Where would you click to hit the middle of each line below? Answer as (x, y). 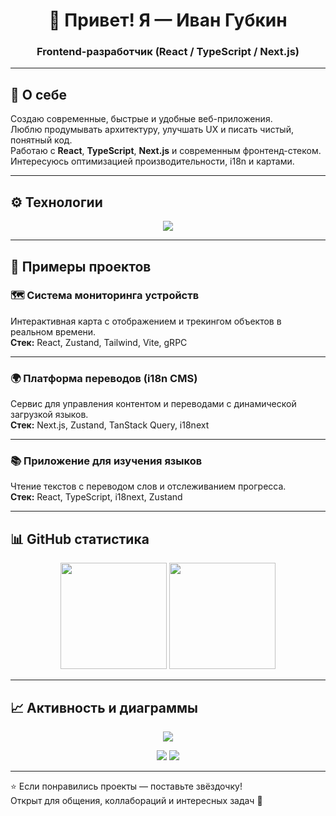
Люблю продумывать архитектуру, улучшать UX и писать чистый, (152, 130)
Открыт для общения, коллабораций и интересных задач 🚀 (136, 801)
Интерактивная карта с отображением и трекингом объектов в (146, 321)
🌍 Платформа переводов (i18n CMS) (104, 378)
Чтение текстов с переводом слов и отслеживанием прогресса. (148, 486)
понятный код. (41, 140)
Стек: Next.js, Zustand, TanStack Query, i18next (110, 425)
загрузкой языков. (49, 415)
